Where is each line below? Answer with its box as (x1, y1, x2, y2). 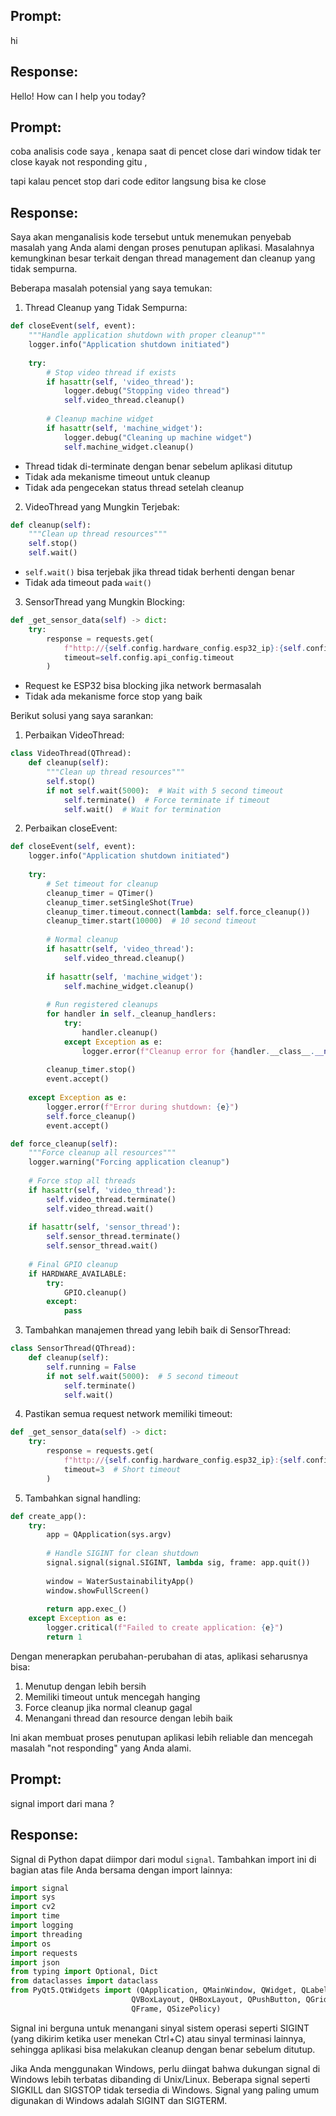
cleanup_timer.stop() (46, 1065, 137, 1075)
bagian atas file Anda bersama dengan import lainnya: (10, 1864, 233, 1876)
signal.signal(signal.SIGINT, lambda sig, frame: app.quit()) (46, 1558, 311, 1568)
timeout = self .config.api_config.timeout (63, 652, 235, 663)
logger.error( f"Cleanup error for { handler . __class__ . (81, 1046, 315, 1056)
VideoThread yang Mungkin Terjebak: (24, 500, 180, 513)
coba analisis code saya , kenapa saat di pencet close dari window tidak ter (10, 145, 322, 158)
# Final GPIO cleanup (28, 1259, 118, 1269)
